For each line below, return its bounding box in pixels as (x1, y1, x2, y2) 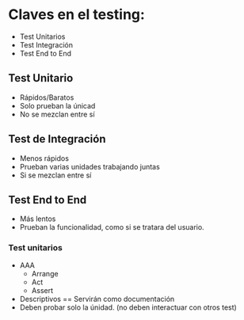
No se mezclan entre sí (19, 109, 95, 119)
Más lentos (19, 214, 56, 223)
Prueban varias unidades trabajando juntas (19, 162, 160, 171)
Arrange (31, 269, 59, 278)
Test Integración (19, 40, 74, 49)
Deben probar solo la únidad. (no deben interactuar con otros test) (19, 303, 238, 312)
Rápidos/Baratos (19, 93, 74, 102)
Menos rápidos (19, 153, 70, 163)
